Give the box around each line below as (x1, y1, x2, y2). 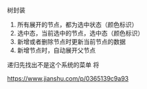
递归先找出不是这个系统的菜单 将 (7, 61, 100, 68)
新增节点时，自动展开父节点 (16, 47, 96, 54)
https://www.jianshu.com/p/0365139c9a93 (7, 75, 129, 82)
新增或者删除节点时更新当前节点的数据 (16, 38, 126, 46)
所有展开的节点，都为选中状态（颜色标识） (16, 21, 138, 29)
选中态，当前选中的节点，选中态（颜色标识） (16, 29, 144, 37)
